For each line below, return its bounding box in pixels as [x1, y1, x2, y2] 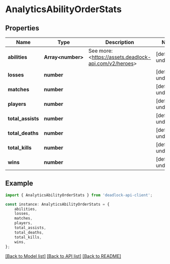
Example [5, 179, 33, 188]
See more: [88, 47, 113, 54]
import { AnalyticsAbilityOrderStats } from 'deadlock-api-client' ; [5, 193, 153, 198]
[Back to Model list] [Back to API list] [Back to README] [5, 253, 121, 259]
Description [105, 39, 134, 46]
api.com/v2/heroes [88, 60, 134, 67]
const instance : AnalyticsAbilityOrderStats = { [5, 202, 110, 207]
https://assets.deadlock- [92, 54, 151, 60]
